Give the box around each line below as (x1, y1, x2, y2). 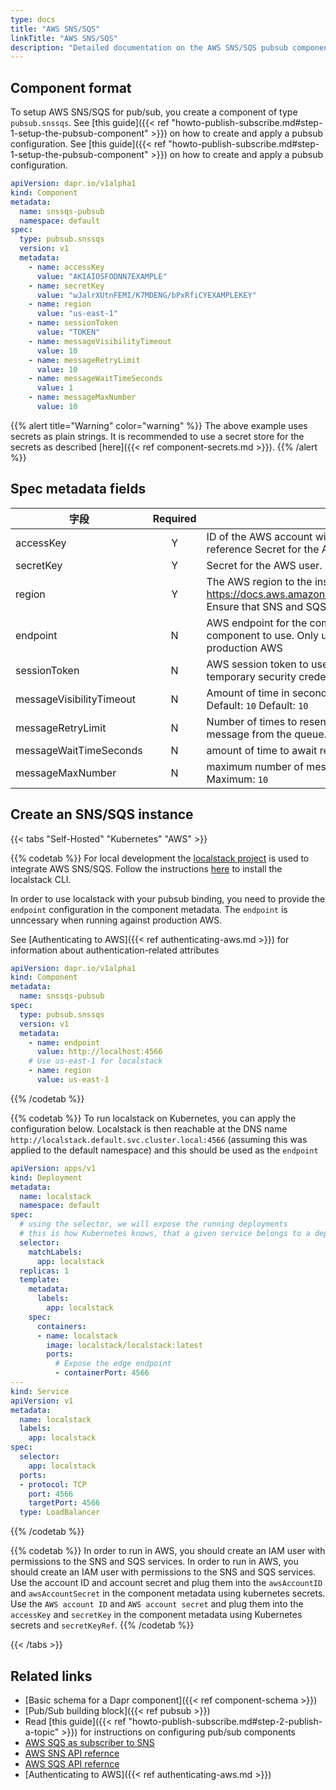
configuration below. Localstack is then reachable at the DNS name (10, 1122, 288, 1135)
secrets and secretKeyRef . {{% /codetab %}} (10, 1619, 195, 1631)
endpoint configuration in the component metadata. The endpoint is (10, 903, 288, 915)
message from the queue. (206, 727, 327, 741)
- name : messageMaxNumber (28, 392, 137, 403)
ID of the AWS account (206, 529, 313, 543)
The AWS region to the (206, 574, 313, 588)
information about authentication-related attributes (10, 944, 220, 956)
